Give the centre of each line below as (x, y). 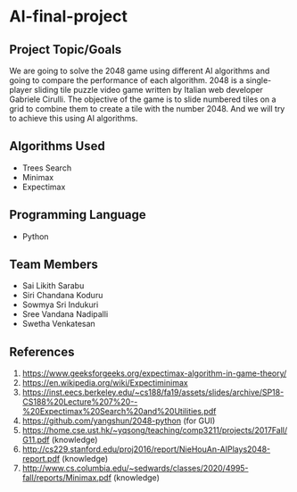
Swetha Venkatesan (58, 324)
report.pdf (41, 459)
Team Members (54, 265)
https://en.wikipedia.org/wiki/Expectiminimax (105, 383)
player (21, 90)
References (42, 351)
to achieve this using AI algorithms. (74, 118)
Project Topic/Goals (66, 50)
